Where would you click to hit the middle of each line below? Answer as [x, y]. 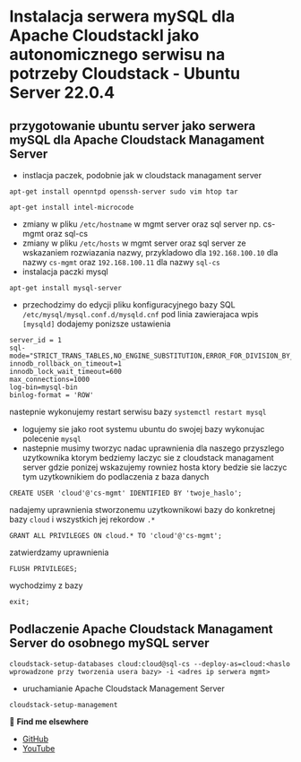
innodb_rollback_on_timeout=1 [66, 364]
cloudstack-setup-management [64, 705]
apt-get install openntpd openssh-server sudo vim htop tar [124, 192]
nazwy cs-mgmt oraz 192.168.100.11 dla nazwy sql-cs [121, 262]
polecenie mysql [52, 438]
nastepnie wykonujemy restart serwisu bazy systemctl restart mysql [138, 411]
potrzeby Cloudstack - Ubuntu [125, 74]
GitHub [35, 739]
